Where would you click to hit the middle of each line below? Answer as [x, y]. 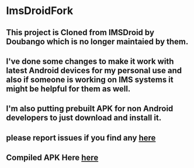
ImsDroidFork [40, 11]
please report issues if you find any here [81, 138]
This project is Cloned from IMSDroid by [80, 32]
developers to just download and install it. [84, 118]
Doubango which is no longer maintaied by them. [97, 41]
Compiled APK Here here [52, 158]
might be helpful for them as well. [68, 89]
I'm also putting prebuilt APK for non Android [90, 109]
